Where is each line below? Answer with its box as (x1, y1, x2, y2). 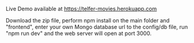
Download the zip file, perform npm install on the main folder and (6, 17, 170, 24)
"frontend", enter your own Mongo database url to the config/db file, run (6, 24, 188, 30)
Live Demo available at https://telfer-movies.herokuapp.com (6, 5, 157, 12)
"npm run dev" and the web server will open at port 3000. (6, 30, 152, 37)
